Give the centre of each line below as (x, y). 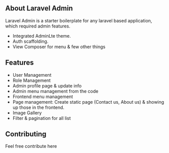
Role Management (32, 80)
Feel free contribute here (31, 146)
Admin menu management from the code (55, 91)
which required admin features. (38, 26)
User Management (32, 75)
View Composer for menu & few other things (59, 47)
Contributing (26, 134)
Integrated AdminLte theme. (42, 36)
